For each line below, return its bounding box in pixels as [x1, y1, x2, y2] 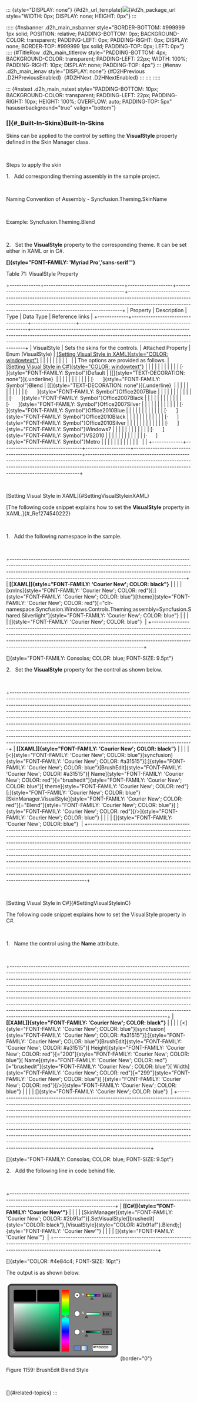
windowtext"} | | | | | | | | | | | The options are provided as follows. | [6, 357, 169, 364]
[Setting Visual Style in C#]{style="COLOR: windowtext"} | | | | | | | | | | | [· [6, 363, 184, 371]
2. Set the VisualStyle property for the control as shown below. [6, 666, 163, 673]
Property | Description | [130, 307, 187, 314]
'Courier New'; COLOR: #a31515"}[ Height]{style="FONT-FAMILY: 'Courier [6, 1044, 185, 1051]
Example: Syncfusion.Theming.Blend [6, 219, 95, 226]
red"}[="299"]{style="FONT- [120, 1069, 191, 1076]
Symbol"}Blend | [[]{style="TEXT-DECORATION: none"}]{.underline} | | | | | [6, 382, 189, 389]
